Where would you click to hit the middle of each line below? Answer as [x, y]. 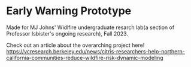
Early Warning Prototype [69, 11]
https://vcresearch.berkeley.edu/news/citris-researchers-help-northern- [96, 51]
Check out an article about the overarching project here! [75, 45]
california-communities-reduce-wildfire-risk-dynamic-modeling [85, 58]
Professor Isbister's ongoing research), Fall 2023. [67, 33]
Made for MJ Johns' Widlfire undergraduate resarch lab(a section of [90, 27]
